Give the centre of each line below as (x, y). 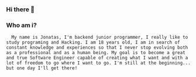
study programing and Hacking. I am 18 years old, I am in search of (93, 43)
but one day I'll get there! (42, 68)
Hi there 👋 (21, 9)
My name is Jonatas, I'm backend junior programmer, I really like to (100, 38)
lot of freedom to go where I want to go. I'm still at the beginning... (99, 63)
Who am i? (21, 25)
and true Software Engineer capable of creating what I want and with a (97, 58)
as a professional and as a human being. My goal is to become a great (96, 53)
